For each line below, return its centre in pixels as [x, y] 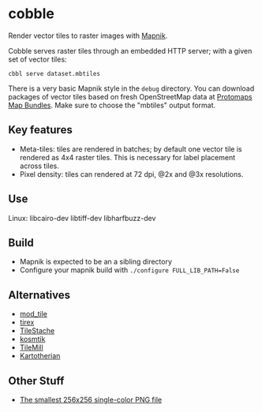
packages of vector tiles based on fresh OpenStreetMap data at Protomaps [130, 96]
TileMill [31, 347]
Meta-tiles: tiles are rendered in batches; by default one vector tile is [131, 149]
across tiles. [39, 166]
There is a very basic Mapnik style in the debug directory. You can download [131, 88]
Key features [40, 130]
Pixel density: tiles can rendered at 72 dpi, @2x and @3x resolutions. [131, 174]
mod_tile [33, 314]
